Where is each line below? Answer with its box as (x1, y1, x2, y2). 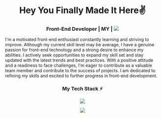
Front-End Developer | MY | (46, 26, 113, 33)
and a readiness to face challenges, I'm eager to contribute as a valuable (5, 62, 152, 68)
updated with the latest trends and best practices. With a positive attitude (5, 58, 154, 63)
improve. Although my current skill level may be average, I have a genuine (5, 42, 155, 48)
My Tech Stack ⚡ (62, 85, 103, 92)
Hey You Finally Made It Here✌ (19, 5, 146, 16)
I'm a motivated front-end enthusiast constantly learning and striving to (5, 37, 149, 42)
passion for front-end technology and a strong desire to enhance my (5, 47, 144, 53)
